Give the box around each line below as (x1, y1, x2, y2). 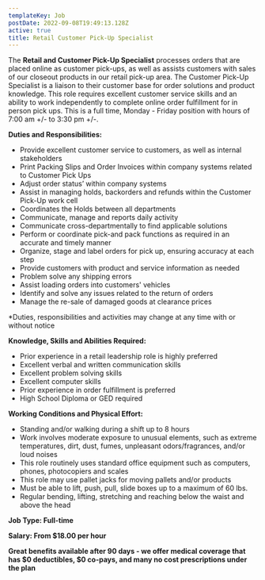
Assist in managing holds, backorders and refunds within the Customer (19, 187, 252, 197)
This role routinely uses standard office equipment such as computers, (19, 458, 251, 468)
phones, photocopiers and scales (19, 467, 129, 476)
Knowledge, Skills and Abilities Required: (8, 336, 146, 346)
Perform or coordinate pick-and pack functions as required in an (19, 229, 230, 239)
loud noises (19, 450, 58, 459)
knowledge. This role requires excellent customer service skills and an (8, 89, 237, 99)
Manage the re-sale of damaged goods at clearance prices (19, 297, 212, 306)
